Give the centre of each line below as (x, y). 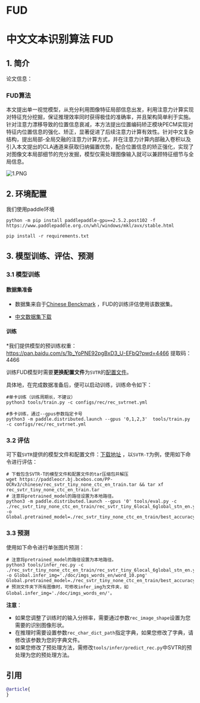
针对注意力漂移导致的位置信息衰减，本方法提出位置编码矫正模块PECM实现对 (100, 124)
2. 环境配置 (26, 194)
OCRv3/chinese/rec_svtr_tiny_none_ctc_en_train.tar (71, 485)
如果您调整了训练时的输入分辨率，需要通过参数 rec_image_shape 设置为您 (103, 617)
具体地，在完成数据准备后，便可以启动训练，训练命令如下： (79, 385)
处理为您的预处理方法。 (43, 655)
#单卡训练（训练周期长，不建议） (41, 397)
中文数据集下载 (33, 317)
